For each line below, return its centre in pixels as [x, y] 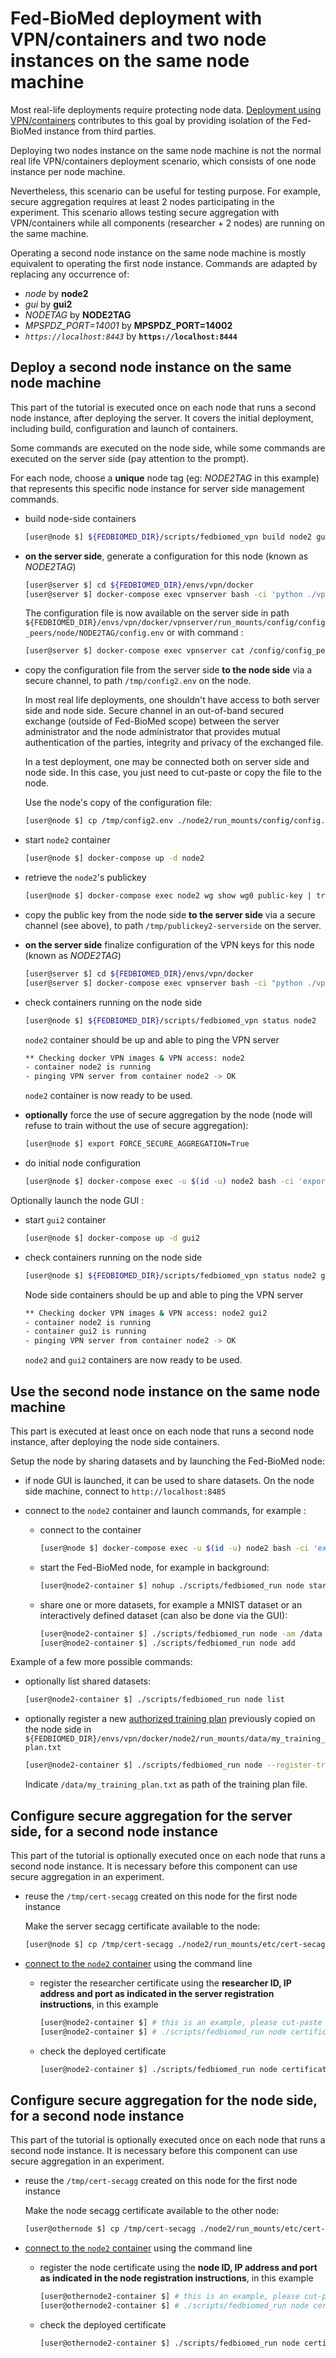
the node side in [58, 1729]
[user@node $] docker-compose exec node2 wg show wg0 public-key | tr [175, 896]
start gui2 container [65, 1219]
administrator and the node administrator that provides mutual [152, 732]
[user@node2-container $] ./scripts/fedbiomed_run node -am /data [181, 1633]
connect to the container [90, 1529]
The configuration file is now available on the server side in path [157, 613]
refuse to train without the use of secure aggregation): [136, 1126]
